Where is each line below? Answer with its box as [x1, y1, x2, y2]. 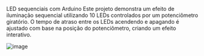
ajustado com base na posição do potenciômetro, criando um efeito [6, 24, 177, 32]
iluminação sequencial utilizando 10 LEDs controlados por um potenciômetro [6, 12, 199, 19]
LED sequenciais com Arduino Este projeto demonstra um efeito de [6, 5, 175, 12]
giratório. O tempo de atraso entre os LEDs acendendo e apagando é [6, 18, 180, 25]
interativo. [6, 31, 32, 38]
